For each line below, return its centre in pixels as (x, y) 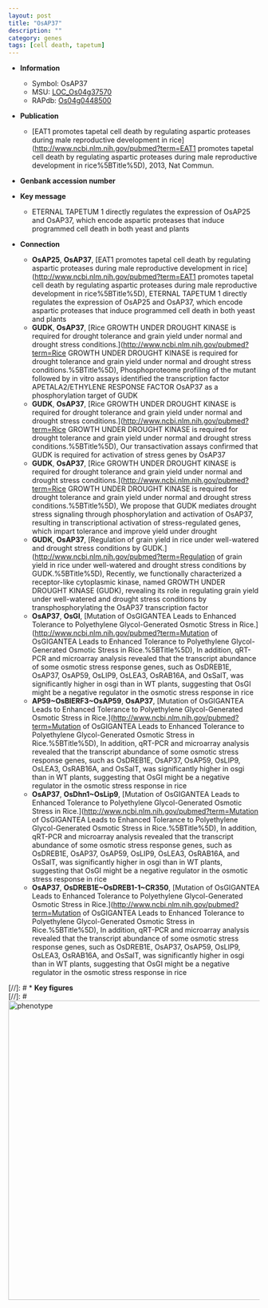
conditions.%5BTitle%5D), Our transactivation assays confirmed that (145, 446)
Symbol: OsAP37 (59, 84)
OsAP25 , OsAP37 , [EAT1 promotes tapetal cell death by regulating (141, 260)
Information (40, 68)
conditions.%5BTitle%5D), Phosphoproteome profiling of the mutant (144, 370)
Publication (39, 116)
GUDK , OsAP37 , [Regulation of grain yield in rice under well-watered (145, 540)
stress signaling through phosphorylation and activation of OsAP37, (142, 514)
